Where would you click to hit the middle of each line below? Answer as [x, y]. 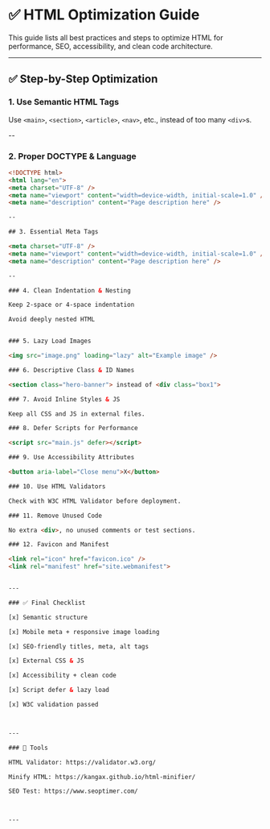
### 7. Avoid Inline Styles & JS [64, 399]
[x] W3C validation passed [53, 705]
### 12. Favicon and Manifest [59, 545]
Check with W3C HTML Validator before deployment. [95, 501]
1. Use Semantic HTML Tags [63, 102]
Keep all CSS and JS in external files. [77, 414]
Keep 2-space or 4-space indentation [72, 305]
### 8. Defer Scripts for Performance [73, 429]
